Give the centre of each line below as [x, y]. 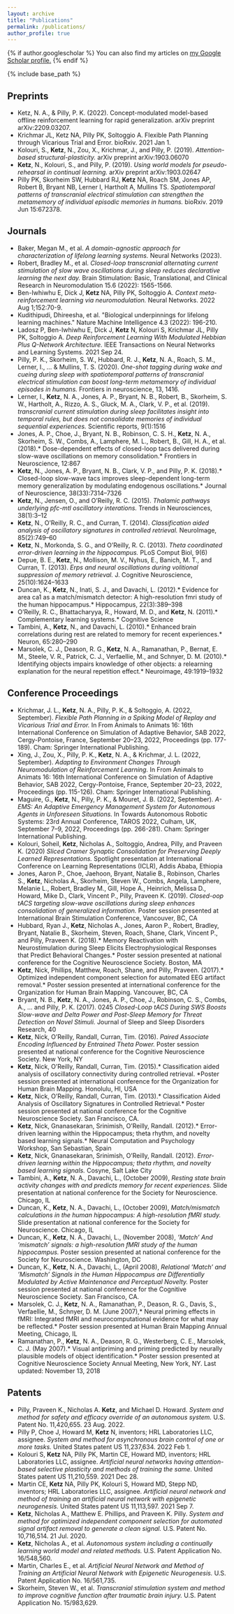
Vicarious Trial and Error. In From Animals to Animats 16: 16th [105, 725]
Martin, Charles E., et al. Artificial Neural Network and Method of [110, 1565]
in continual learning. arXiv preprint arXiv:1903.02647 [124, 173]
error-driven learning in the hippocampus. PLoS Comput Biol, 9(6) [112, 552]
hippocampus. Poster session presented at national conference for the [119, 1252]
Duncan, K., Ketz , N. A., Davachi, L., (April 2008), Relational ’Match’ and [122, 1267]
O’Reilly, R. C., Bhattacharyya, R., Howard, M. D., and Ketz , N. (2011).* [118, 611]
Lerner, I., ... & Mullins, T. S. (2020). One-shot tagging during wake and [119, 367]
